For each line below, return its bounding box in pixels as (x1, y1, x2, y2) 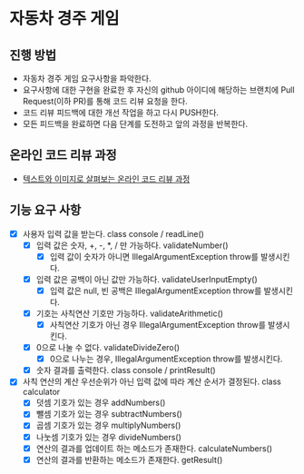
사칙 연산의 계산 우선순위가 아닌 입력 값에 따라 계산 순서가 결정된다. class (22, 376, 281, 387)
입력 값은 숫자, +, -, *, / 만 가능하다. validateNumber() (35, 240, 229, 251)
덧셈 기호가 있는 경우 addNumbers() (35, 397, 166, 409)
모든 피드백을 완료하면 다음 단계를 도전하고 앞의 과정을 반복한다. (22, 119, 248, 129)
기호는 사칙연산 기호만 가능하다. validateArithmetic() (35, 308, 224, 319)
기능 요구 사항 (9, 202, 82, 218)
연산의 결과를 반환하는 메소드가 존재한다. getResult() (35, 454, 223, 465)
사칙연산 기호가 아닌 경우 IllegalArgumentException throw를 (49, 320, 266, 330)
